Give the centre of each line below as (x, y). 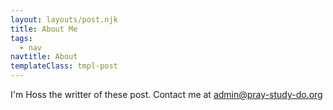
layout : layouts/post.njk (64, 19)
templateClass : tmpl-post (64, 66)
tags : (21, 38)
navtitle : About (44, 57)
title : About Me (44, 29)
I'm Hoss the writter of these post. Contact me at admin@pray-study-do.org (166, 94)
